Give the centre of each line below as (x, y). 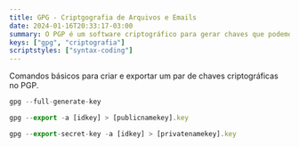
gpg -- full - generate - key (55, 102)
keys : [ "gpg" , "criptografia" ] (67, 42)
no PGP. (24, 86)
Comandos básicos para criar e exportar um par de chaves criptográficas (144, 76)
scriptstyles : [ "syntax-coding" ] (71, 51)
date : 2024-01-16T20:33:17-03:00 (71, 26)
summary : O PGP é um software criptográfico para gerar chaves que (137, 34)
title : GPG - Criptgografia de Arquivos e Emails (103, 17)
